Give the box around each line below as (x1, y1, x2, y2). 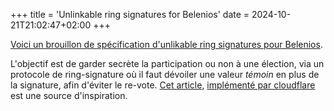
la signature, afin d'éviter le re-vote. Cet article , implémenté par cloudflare (10, 79, 316, 91)
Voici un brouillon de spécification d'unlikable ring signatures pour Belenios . (10, 39, 323, 50)
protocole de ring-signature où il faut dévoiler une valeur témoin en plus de (10, 69, 320, 80)
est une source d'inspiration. (10, 90, 128, 101)
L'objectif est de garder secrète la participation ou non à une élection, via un (10, 58, 325, 69)
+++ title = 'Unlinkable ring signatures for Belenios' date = (10, 9, 250, 20)
